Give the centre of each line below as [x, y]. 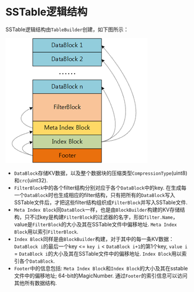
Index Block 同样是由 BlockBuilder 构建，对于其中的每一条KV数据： [94, 239]
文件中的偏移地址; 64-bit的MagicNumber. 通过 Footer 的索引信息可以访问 [101, 276]
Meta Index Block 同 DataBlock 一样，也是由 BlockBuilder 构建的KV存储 [97, 209]
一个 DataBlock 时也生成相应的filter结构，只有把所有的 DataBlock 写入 [94, 195]
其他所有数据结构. [35, 283]
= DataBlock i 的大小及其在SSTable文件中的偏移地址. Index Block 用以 [98, 253]
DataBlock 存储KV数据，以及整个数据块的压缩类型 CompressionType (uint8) [101, 173]
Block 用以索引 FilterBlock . [46, 232]
